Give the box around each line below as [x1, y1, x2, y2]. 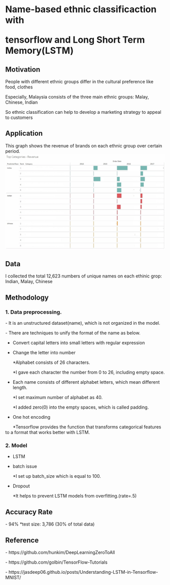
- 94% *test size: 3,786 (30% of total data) [5, 521, 95, 527]
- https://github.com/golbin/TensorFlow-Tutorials [5, 559, 108, 565]
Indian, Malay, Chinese [5, 279, 53, 285]
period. [5, 148, 20, 154]
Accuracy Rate [5, 507, 53, 516]
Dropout [12, 483, 30, 489]
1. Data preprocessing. [5, 309, 62, 316]
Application [5, 129, 43, 138]
